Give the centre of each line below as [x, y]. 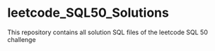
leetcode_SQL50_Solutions [88, 13]
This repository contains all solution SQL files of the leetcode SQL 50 [108, 32]
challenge [22, 39]
